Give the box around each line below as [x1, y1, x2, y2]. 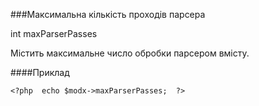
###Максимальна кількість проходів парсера [10, 9, 206, 20]
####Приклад [10, 67, 70, 78]
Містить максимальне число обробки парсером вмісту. [10, 47, 250, 59]
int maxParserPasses [10, 28, 98, 39]
